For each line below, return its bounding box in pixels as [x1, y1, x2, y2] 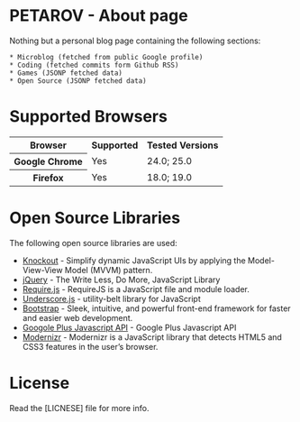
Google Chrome [14, 155, 83, 168]
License [9, 373, 70, 393]
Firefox [32, 171, 64, 184]
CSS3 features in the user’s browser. [22, 341, 159, 352]
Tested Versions [147, 139, 219, 151]
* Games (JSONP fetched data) [9, 69, 123, 78]
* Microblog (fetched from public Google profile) [9, 52, 204, 61]
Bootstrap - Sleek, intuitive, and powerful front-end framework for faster [22, 303, 291, 314]
